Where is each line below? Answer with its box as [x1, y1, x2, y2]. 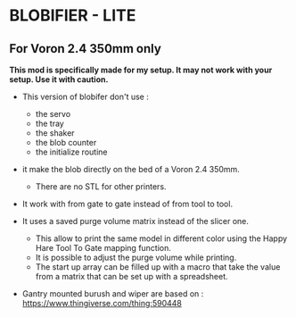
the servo [35, 109, 71, 119]
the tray [35, 118, 64, 129]
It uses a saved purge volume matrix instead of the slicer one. [21, 216, 250, 226]
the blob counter [35, 138, 97, 147]
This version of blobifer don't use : [21, 91, 149, 102]
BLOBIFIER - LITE [9, 5, 136, 26]
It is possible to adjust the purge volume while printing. [35, 252, 237, 263]
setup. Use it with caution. [9, 74, 109, 85]
